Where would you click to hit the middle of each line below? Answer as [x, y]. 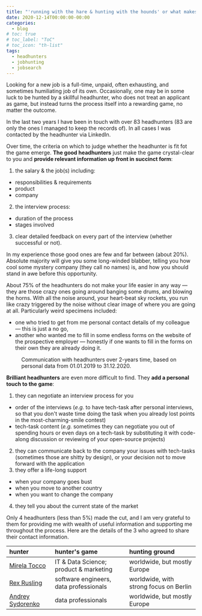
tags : [13, 51]
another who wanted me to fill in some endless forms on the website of [103, 335]
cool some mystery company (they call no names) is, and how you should [97, 267]
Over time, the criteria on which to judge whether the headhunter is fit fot [97, 146]
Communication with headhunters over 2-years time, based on [99, 360]
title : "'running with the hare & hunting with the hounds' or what [94, 12]
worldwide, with [151, 579]
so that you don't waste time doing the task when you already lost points [105, 414]
